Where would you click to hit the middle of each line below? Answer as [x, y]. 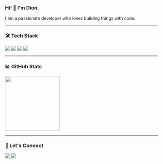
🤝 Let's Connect [24, 146]
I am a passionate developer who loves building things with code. [70, 18]
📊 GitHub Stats [24, 66]
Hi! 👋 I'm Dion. [22, 8]
